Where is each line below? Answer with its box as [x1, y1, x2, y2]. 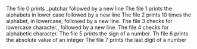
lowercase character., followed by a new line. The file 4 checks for [6, 24, 169, 31]
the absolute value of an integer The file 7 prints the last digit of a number [6, 37, 187, 43]
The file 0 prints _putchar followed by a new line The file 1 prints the [6, 5, 173, 12]
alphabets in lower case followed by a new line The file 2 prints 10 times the [6, 11, 192, 18]
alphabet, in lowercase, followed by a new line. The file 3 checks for [6, 18, 173, 24]
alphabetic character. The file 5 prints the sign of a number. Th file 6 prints [6, 30, 189, 37]
